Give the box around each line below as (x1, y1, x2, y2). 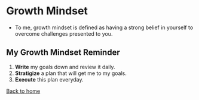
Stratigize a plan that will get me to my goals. (14, 70, 127, 77)
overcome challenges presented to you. (14, 30, 113, 37)
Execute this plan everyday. (14, 76, 84, 83)
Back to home (6, 87, 41, 95)
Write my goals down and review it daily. (14, 63, 115, 70)
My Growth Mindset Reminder (6, 48, 121, 58)
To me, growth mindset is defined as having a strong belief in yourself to (14, 24, 194, 31)
